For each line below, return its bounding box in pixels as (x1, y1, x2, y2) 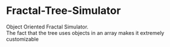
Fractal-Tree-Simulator (6, 4, 121, 17)
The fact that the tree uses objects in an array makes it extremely (6, 29, 165, 36)
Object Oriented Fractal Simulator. (6, 23, 89, 30)
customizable (6, 35, 39, 42)
